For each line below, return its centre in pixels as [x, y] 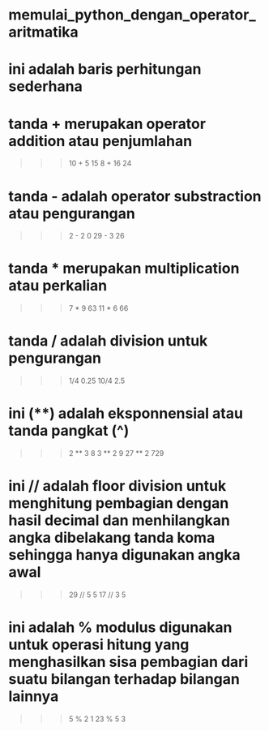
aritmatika [43, 32]
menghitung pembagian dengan [119, 503]
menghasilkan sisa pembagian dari [128, 662]
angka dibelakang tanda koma [112, 538]
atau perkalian [58, 286]
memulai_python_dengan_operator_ [132, 15]
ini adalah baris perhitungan [105, 69]
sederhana [45, 86]
